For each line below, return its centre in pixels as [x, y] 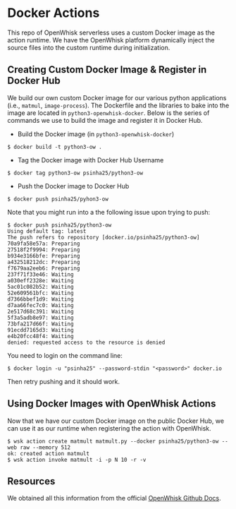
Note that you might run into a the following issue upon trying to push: [109, 212]
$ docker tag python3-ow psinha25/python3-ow [75, 173]
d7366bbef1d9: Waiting [41, 299]
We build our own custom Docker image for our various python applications [117, 97]
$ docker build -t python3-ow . [55, 147]
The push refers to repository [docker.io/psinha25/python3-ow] [104, 237]
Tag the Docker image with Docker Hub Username [91, 160]
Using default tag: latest [47, 231]
